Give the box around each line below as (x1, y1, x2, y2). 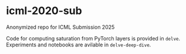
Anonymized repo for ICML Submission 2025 (6, 23, 115, 31)
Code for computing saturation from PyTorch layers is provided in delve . (6, 35, 181, 42)
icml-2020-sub (6, 4, 82, 18)
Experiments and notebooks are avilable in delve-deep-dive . (6, 41, 151, 48)
